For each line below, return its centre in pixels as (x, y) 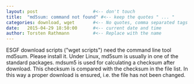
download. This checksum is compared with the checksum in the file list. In (97, 69)
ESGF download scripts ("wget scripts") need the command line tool (89, 50)
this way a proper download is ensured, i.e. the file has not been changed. (96, 75)
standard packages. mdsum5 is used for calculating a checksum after (91, 63)
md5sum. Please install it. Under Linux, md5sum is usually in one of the (92, 56)
